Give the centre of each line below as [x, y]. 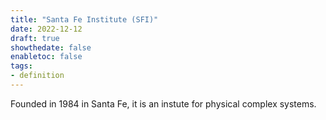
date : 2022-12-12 [46, 29]
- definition [37, 76]
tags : [21, 66]
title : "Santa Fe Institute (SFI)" [84, 19]
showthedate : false [51, 47]
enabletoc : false [46, 57]
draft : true [35, 38]
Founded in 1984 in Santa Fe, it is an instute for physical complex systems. [163, 103]
